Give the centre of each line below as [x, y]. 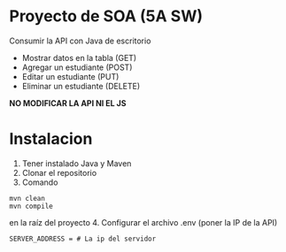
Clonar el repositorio [59, 172]
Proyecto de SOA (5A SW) [106, 16]
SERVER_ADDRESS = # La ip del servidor [83, 239]
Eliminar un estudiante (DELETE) [81, 86]
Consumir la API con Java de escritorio [80, 41]
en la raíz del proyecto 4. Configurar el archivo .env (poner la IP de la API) [143, 222]
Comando [40, 182]
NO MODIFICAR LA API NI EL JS [68, 103]
